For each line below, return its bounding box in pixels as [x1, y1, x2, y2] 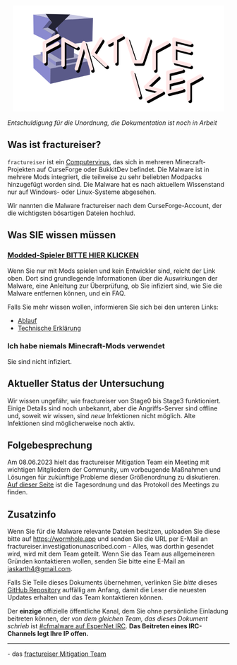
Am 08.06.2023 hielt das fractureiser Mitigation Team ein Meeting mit [7, 458, 209, 467]
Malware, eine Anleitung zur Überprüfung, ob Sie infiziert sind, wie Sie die [7, 281, 223, 290]
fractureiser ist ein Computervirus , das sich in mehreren [7, 157, 174, 166]
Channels [7, 630, 37, 638]
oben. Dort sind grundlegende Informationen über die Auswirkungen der [7, 274, 218, 282]
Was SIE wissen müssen [7, 229, 116, 241]
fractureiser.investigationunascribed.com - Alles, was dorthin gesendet [7, 542, 214, 551]
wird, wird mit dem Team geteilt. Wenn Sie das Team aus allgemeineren [7, 549, 215, 559]
